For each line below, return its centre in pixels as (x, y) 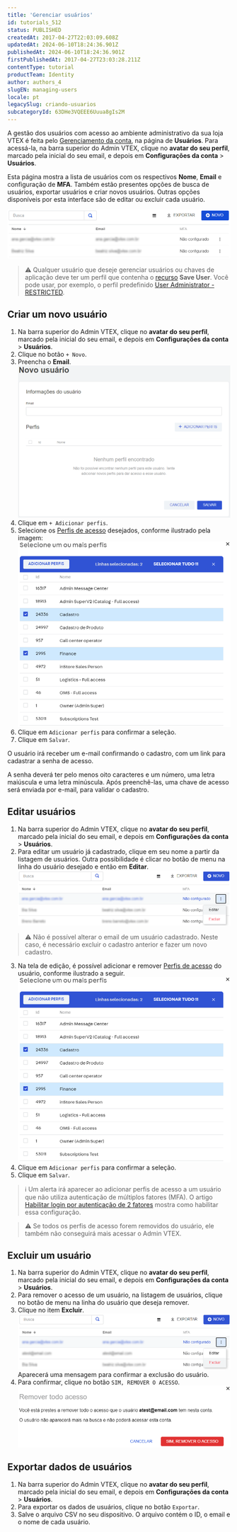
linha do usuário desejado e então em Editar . (83, 867)
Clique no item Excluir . (51, 1310)
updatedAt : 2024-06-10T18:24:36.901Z (63, 45)
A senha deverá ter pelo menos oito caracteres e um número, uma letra (111, 774)
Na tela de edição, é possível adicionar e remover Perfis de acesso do (120, 966)
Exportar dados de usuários (70, 1467)
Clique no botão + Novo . (52, 354)
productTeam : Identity (41, 74)
